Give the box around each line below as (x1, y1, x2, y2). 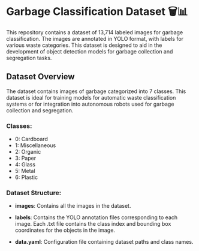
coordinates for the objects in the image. (14, 226, 116, 234)
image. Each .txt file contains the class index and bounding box (14, 220, 171, 228)
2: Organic (14, 148, 41, 156)
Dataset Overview (6, 71, 75, 82)
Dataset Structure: (6, 189, 62, 197)
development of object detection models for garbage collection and (6, 47, 173, 55)
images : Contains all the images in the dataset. (14, 202, 131, 210)
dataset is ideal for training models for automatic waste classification (6, 94, 176, 101)
